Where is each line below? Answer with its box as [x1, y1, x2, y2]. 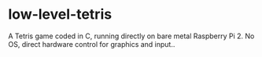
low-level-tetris [8, 5, 113, 23]
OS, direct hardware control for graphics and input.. [8, 39, 175, 48]
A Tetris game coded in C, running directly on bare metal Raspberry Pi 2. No [8, 31, 255, 41]
